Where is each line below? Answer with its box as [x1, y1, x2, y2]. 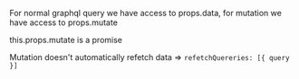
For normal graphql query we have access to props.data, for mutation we [9, 8, 283, 18]
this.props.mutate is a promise [9, 35, 122, 45]
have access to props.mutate [9, 17, 118, 28]
